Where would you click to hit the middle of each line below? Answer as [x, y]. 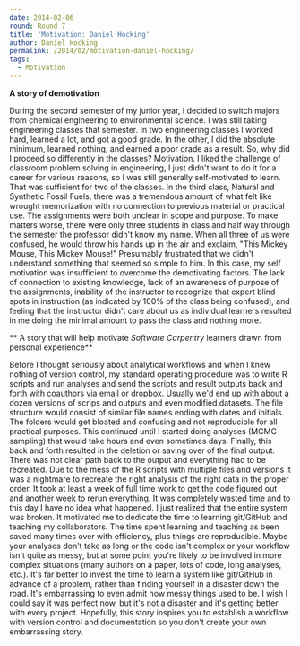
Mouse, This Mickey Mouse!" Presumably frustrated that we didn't [132, 253]
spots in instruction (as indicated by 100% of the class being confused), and [150, 301]
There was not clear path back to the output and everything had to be [138, 459]
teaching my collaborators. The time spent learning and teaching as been [144, 527]
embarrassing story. [46, 631]
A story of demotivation [55, 93]
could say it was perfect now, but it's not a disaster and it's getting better [144, 603]
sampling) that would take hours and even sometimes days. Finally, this [141, 441]
